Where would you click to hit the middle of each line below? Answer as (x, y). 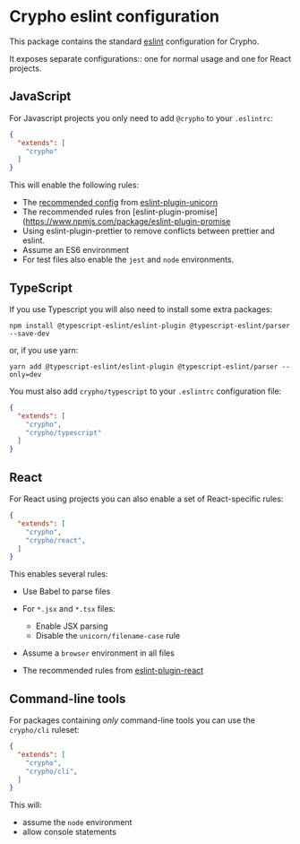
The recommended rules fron (77, 212)
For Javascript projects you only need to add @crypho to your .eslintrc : (141, 117)
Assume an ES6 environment (76, 250)
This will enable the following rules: (74, 185)
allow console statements (69, 832)
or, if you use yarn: (44, 350)
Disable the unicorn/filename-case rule (108, 636)
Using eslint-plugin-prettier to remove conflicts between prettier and (148, 231)
